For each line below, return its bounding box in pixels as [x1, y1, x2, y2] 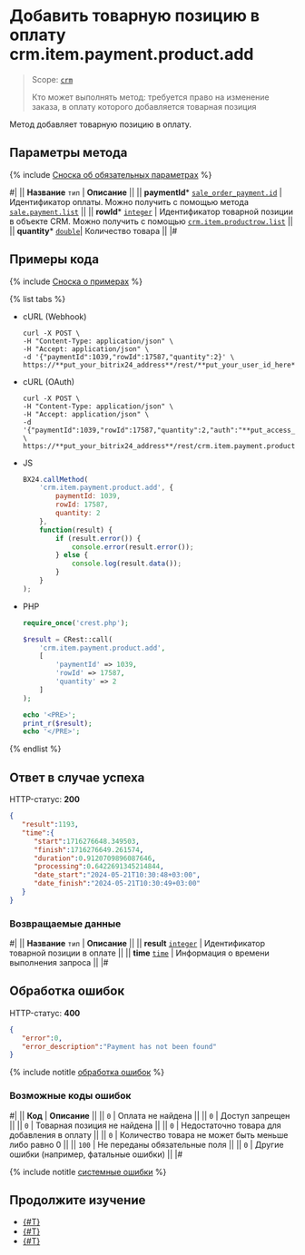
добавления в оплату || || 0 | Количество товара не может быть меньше [9, 1129, 289, 1140]
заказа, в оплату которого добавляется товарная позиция [31, 101, 257, 112]
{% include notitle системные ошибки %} [9, 1166, 167, 1177]
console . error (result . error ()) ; [71, 542, 194, 552]
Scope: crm [31, 74, 74, 84]
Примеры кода [9, 251, 100, 268]
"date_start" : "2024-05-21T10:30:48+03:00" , [33, 870, 202, 880]
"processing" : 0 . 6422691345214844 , [33, 862, 165, 871]
